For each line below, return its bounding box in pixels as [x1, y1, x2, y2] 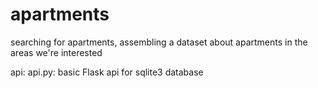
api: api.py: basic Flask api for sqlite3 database [10, 66, 204, 78]
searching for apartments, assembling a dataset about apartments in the [10, 36, 308, 48]
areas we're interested [10, 46, 103, 58]
